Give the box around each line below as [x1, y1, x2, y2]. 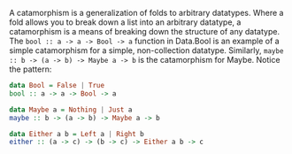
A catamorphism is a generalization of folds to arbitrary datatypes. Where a [9, 8, 284, 18]
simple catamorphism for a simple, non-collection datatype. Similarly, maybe [9, 45, 284, 56]
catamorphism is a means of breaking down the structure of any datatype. [9, 27, 280, 36]
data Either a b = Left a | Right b [9, 129, 144, 138]
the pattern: [9, 64, 52, 74]
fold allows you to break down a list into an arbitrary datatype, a [9, 17, 242, 27]
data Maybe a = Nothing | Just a [9, 105, 133, 114]
